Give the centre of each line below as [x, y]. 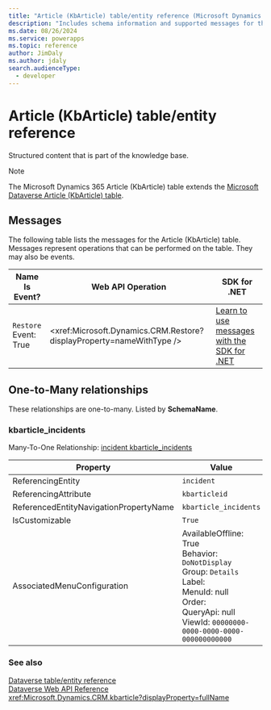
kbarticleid [205, 494]
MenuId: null [205, 592]
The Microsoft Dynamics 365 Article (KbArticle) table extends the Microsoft [133, 186]
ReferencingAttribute [52, 495]
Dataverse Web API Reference [58, 689]
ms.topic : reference [43, 46]
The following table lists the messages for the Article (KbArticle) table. [125, 240]
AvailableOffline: [213, 533]
